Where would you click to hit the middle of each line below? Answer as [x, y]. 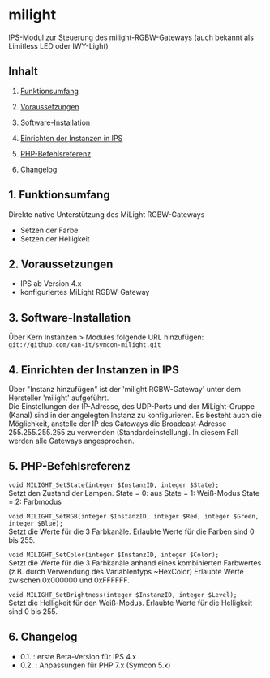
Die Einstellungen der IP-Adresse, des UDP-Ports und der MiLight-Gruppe [132, 406]
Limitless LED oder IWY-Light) [58, 45]
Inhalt [23, 72]
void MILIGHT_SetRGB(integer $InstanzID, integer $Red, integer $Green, [134, 516]
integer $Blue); [36, 523]
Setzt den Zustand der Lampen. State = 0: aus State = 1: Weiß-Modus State [134, 493]
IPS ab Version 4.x [51, 284]
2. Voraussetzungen [61, 264]
